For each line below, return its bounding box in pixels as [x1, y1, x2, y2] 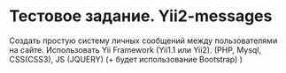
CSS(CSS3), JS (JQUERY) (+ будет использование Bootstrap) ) [9, 54, 243, 64]
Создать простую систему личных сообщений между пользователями [9, 35, 278, 46]
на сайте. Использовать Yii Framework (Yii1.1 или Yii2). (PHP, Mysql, [9, 44, 262, 55]
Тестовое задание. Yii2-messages [9, 6, 273, 26]
